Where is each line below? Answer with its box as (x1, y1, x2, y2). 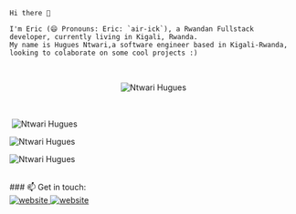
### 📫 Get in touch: (9, 181, 87, 192)
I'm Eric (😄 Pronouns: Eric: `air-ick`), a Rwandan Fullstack (9, 25, 254, 34)
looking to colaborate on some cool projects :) (9, 48, 198, 57)
